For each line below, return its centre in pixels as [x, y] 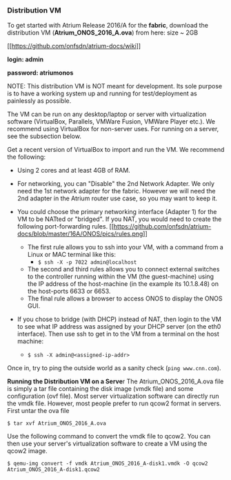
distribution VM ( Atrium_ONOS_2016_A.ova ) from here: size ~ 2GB [103, 32]
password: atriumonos [40, 73]
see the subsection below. [44, 136]
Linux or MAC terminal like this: [71, 255]
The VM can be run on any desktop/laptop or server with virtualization [107, 114]
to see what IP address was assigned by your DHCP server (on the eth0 [119, 327]
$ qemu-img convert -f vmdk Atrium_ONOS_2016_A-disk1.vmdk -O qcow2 [108, 464]
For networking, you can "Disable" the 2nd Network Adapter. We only [116, 184]
